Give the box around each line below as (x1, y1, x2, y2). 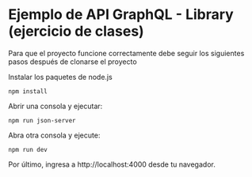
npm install (8, 87, 48, 96)
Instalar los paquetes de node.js (8, 72, 113, 81)
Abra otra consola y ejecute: (8, 130, 101, 140)
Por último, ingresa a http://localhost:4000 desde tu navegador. (8, 160, 216, 169)
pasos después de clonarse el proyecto (8, 57, 137, 66)
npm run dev (8, 145, 48, 153)
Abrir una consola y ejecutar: (8, 101, 103, 111)
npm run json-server (8, 116, 77, 124)
